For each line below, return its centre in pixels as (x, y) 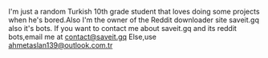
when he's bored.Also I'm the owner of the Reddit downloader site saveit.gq (134, 20)
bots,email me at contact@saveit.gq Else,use (83, 37)
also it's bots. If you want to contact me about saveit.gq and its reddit (122, 28)
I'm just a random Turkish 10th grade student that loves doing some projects (134, 12)
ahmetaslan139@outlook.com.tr (61, 45)
